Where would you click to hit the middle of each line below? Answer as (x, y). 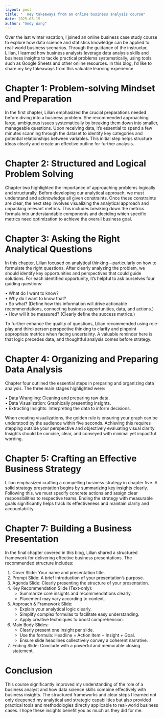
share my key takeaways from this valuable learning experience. (70, 69)
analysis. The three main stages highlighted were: (55, 388)
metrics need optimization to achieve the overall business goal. (69, 219)
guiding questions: (24, 284)
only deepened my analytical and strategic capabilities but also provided (78, 700)
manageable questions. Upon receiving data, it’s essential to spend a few (79, 128)
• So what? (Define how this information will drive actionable (66, 304)
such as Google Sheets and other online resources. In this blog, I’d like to (79, 63)
